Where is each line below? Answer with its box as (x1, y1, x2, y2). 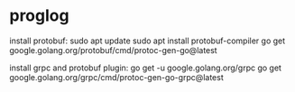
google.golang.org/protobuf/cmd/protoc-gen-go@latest (9, 44, 218, 55)
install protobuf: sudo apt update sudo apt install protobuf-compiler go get (9, 35, 286, 46)
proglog (9, 5, 69, 26)
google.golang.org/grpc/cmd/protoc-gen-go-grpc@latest (9, 71, 224, 82)
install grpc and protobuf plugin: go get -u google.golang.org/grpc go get (9, 62, 282, 73)
